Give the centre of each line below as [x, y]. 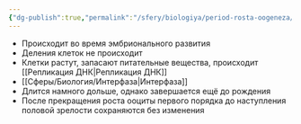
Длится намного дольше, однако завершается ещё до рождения [146, 91]
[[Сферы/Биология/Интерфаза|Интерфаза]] [104, 81]
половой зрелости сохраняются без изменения [113, 110]
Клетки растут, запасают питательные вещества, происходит [140, 62]
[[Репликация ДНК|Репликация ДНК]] [94, 72]
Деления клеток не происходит [82, 53]
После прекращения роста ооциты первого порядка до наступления [154, 101]
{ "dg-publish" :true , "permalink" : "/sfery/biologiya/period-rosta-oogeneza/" [153, 18]
